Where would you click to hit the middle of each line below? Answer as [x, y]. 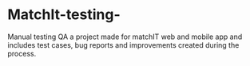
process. [22, 53]
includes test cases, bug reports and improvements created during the [123, 45]
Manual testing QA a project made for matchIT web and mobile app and [125, 37]
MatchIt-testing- [64, 15]
